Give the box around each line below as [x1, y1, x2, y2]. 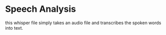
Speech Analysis [5, 3, 76, 15]
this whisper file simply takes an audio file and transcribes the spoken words [5, 20, 162, 26]
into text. [5, 25, 23, 31]
